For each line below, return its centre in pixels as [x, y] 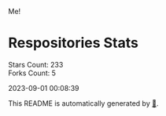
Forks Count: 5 [32, 73]
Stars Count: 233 [36, 64]
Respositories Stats [74, 43]
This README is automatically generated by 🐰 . [83, 103]
